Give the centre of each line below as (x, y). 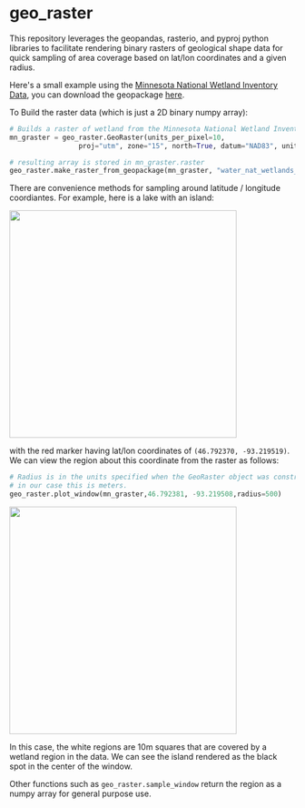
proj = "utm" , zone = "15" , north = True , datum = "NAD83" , (178, 146)
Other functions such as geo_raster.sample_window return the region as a (145, 783)
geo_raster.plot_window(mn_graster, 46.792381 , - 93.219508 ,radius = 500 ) (146, 494)
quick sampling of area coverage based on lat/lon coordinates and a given (148, 57)
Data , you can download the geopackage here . (97, 95)
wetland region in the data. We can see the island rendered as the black (143, 756)
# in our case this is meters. (69, 486)
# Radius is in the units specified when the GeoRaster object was (140, 477)
